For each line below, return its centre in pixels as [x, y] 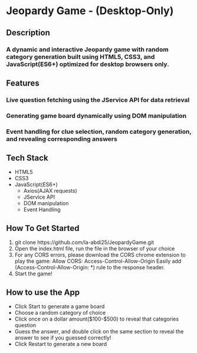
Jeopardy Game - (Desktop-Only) [90, 11]
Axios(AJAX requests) [50, 191]
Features [23, 83]
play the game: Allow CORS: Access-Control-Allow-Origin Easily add [98, 261]
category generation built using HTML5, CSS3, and [81, 57]
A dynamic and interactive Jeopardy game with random [88, 50]
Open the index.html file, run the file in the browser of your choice [95, 249]
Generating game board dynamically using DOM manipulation [96, 116]
